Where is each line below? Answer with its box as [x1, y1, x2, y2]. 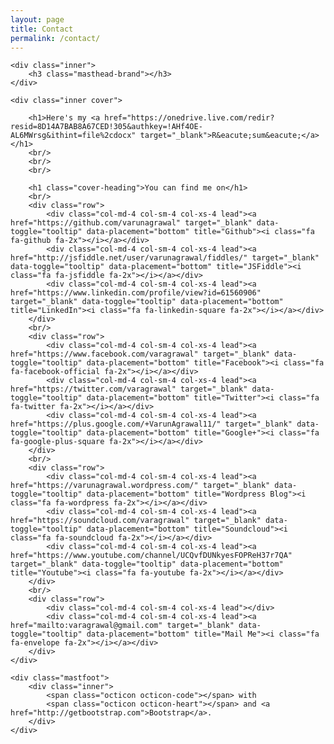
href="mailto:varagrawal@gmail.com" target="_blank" [10, 621, 235, 631]
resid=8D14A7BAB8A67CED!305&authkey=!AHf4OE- [10, 122, 203, 132]
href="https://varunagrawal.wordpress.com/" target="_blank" [10, 481, 271, 491]
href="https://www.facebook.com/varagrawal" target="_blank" [10, 349, 271, 360]
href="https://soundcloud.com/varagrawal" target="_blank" [10, 516, 262, 526]
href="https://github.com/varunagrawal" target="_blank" [10, 218, 253, 228]
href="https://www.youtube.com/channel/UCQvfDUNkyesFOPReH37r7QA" [10, 551, 293, 561]
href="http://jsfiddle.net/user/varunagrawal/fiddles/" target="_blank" [10, 253, 320, 263]
